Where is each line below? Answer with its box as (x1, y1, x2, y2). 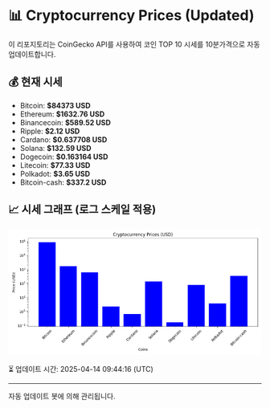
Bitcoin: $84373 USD (19, 100, 91, 110)
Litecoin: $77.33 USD (19, 160, 91, 169)
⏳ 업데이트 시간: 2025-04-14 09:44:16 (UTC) (8, 364, 154, 373)
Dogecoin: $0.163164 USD (19, 152, 108, 161)
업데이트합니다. (8, 49, 56, 59)
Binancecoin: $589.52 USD (19, 117, 111, 127)
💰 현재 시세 (8, 75, 63, 89)
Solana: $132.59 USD (19, 143, 92, 153)
